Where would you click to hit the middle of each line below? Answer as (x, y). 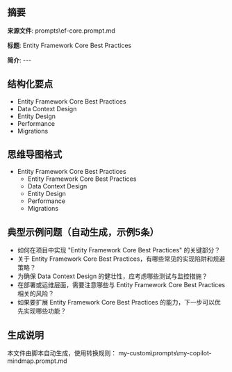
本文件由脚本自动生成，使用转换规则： (62, 353)
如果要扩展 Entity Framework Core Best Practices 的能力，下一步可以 (116, 302)
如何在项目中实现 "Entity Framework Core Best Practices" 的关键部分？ (119, 250)
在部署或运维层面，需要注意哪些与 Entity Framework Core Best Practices (121, 285)
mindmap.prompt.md (37, 361)
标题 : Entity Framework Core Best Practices (69, 45)
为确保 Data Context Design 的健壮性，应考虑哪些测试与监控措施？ (113, 276)
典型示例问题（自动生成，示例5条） (83, 232)
